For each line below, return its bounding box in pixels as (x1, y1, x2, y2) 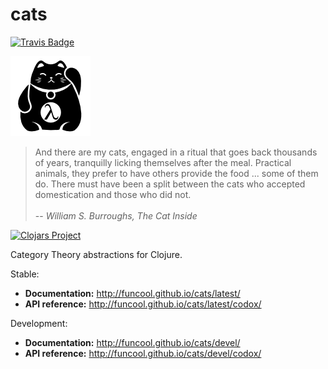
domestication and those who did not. (34, 188, 192, 200)
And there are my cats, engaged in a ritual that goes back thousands (34, 146, 318, 158)
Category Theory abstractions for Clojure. (10, 248, 183, 260)
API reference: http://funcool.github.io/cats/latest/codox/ (24, 298, 262, 310)
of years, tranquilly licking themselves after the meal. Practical (34, 156, 292, 168)
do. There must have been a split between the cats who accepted (34, 178, 306, 190)
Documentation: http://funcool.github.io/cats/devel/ (24, 336, 241, 348)
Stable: (10, 268, 40, 280)
